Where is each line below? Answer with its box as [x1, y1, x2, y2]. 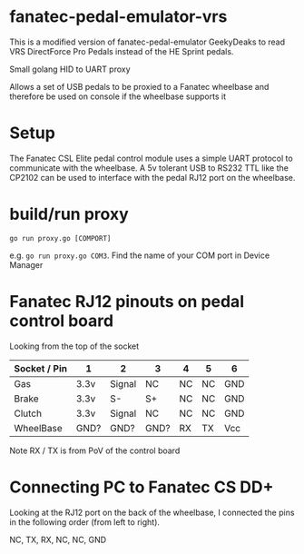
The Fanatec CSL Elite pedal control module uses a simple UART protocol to [9, 153, 293, 163]
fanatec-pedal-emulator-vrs [9, 6, 228, 27]
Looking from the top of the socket [9, 341, 140, 351]
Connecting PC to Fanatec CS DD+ [9, 477, 274, 497]
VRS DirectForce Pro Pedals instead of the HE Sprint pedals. [9, 45, 234, 56]
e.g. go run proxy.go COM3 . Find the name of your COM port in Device [9, 250, 270, 261]
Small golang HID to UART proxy [9, 64, 131, 74]
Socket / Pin [14, 361, 68, 374]
